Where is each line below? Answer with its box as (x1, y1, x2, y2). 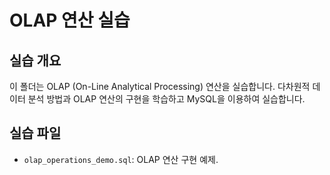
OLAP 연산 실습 (9, 9, 131, 32)
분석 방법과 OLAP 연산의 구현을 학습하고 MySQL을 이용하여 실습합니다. (27, 93, 306, 105)
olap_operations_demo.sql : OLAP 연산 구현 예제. (23, 153, 219, 165)
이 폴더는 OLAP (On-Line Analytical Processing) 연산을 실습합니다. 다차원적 (9, 81, 311, 92)
